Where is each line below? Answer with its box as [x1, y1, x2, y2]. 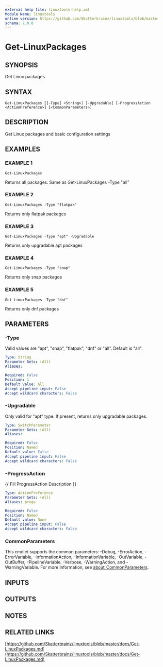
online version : [5, 16, 38, 21]
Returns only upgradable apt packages [5, 242, 83, 248]
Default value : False [5, 450, 49, 455]
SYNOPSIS [5, 61, 38, 69]
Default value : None [5, 517, 47, 522]
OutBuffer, [5, 559, 26, 565]
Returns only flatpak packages [5, 211, 66, 217]
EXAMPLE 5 [5, 286, 34, 293]
